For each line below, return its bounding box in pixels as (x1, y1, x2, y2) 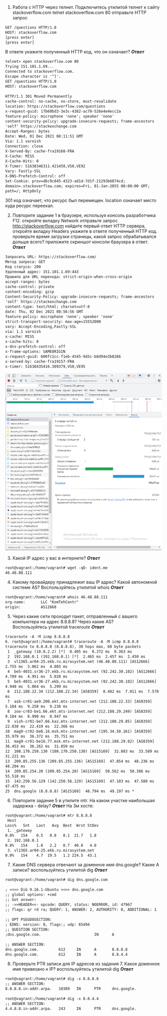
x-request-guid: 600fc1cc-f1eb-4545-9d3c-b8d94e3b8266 (5, 354, 121, 359)
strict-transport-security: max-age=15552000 (5, 319, 101, 324)
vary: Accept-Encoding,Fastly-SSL (5, 324, 77, 329)
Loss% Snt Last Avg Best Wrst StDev (5, 823, 99, 828)
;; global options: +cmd (5, 892, 57, 897)
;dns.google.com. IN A (5, 932, 114, 937)
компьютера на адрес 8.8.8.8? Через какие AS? (12, 618, 114, 625)
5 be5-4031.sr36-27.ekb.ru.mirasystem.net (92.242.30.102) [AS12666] (7, 679, 157, 684)
